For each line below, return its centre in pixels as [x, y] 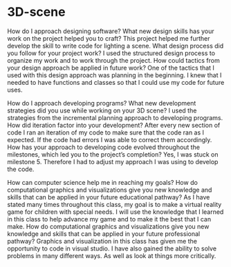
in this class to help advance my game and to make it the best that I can [109, 219]
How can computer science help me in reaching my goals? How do [103, 182]
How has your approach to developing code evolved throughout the [104, 147]
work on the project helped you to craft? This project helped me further [109, 38]
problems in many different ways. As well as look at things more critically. [112, 255]
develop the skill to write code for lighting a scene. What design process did [115, 46]
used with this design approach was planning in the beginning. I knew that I [114, 75]
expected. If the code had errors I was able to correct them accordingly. [110, 139]
